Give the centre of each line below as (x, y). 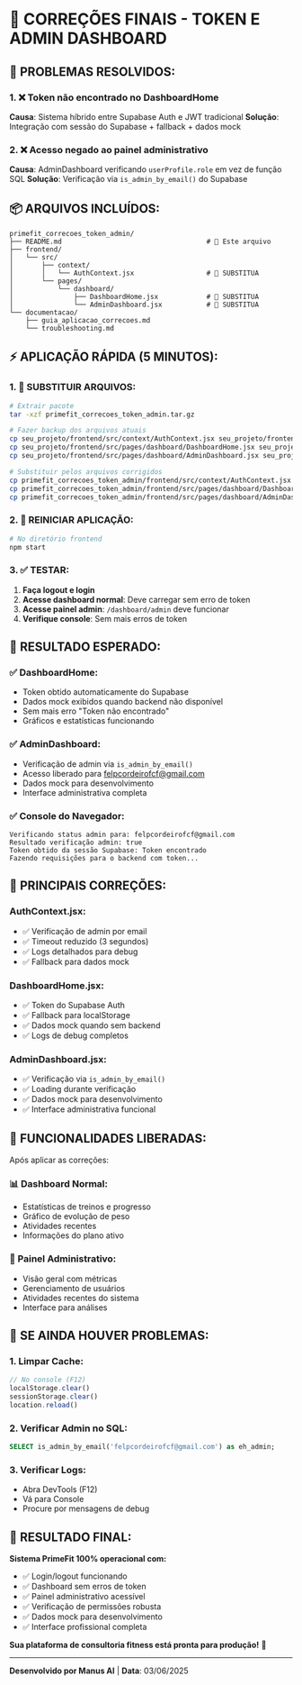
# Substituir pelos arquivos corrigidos (86, 472)
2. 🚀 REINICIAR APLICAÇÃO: (71, 520)
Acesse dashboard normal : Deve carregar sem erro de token (136, 599)
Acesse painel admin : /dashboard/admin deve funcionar (125, 609)
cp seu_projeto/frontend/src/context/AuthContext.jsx (112, 439)
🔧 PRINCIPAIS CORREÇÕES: (88, 886)
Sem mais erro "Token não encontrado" (96, 711)
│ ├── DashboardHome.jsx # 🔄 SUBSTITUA (134, 296)
